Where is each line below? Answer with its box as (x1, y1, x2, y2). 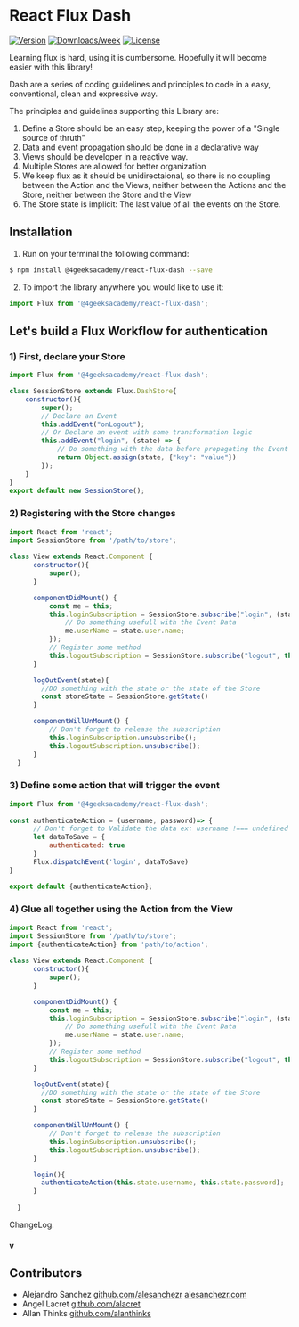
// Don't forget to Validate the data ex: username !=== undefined (32, 824, 289, 834)
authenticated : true (48, 841, 125, 850)
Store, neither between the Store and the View (21, 189, 193, 200)
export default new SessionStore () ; (9, 486, 145, 495)
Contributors (9, 1265, 83, 1281)
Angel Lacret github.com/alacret (21, 1298, 141, 1309)
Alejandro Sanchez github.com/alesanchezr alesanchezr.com (21, 1290, 247, 1300)
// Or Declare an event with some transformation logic (41, 428, 253, 437)
